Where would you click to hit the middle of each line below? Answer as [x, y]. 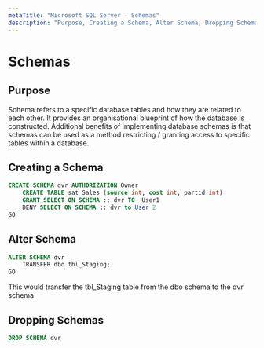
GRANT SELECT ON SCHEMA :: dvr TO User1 [91, 200]
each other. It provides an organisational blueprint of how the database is [126, 118]
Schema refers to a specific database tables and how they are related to [125, 109]
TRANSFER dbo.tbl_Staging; [66, 265]
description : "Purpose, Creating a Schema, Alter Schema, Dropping [121, 23]
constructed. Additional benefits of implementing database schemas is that [130, 126]
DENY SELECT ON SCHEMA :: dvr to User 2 [89, 207]
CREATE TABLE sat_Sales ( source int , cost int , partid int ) [123, 193]
